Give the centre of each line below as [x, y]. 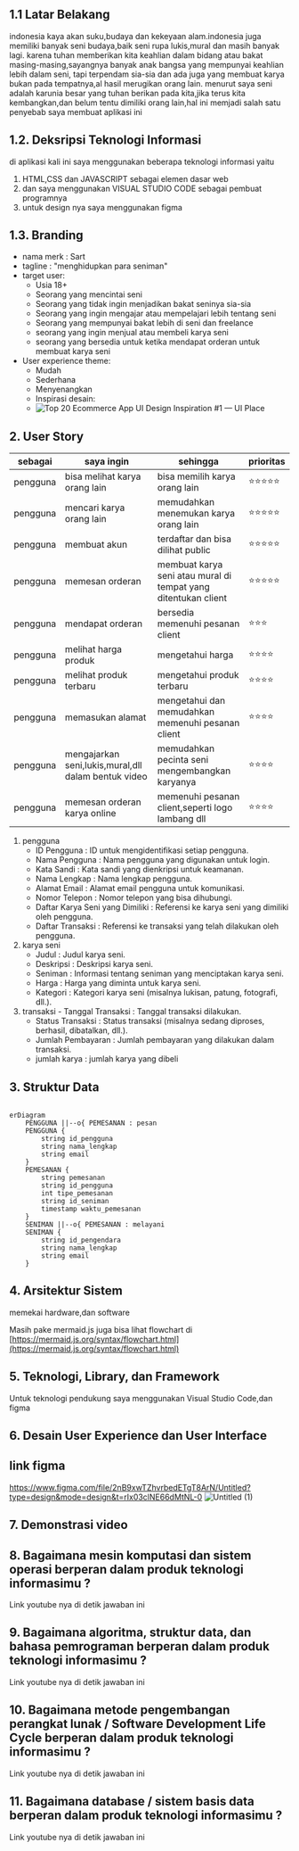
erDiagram [28, 1116]
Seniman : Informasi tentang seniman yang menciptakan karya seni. [160, 974]
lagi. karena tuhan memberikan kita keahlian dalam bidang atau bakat [136, 55]
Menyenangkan [64, 389]
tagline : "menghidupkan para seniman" [95, 266]
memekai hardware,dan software [70, 1312]
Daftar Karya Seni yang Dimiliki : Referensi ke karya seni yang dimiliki [162, 907]
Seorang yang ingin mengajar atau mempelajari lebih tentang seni [156, 314]
